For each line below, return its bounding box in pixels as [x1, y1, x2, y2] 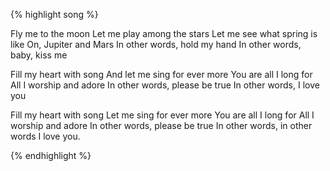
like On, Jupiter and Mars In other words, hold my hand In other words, [10, 39, 302, 50]
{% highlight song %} [10, 9, 99, 20]
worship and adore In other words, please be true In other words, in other [10, 120, 313, 131]
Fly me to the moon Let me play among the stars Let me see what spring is [10, 28, 318, 39]
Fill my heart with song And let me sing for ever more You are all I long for [10, 69, 313, 80]
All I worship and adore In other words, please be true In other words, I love [10, 79, 320, 91]
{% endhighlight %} [10, 150, 92, 161]
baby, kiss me [10, 49, 68, 61]
